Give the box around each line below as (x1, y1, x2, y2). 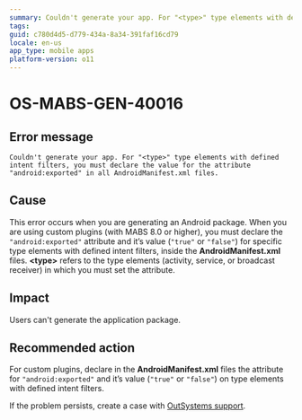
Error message (9, 129, 94, 144)
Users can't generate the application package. (9, 314, 182, 325)
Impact (9, 291, 49, 306)
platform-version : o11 (9, 55, 94, 64)
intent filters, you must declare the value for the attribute (9, 161, 252, 170)
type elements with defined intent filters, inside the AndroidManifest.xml (9, 245, 281, 256)
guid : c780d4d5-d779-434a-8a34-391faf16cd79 (9, 30, 179, 39)
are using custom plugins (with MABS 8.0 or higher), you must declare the (9, 226, 283, 237)
